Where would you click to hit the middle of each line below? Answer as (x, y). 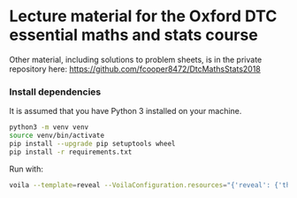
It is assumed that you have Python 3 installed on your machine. (126, 111)
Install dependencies (55, 92)
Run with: (27, 169)
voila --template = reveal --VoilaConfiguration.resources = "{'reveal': (140, 185)
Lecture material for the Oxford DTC (143, 16)
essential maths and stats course (133, 35)
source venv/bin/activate (57, 136)
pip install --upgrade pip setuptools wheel (92, 143)
